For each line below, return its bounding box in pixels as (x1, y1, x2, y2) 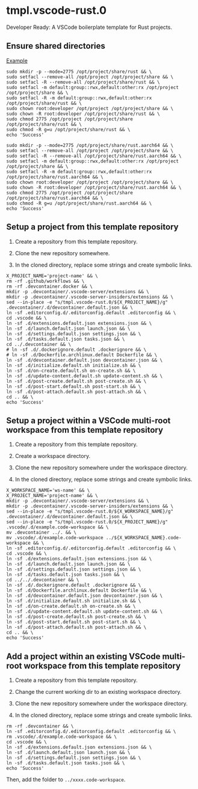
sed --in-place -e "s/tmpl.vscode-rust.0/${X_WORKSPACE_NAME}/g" (6, 509, 173, 515)
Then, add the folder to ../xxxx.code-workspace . (6, 776, 126, 783)
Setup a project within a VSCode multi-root (6, 415, 171, 425)
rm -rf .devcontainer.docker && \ (6, 283, 93, 289)
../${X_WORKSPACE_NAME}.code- (105, 535, 182, 541)
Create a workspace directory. (14, 453, 91, 460)
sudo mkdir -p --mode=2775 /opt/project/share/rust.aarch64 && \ (6, 142, 173, 148)
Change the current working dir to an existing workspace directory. (14, 688, 182, 696)
